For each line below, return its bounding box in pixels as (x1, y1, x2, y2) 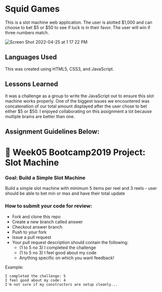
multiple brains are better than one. (5, 113, 75, 119)
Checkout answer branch (12, 224, 63, 230)
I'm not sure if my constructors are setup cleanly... (5, 282, 118, 287)
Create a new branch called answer (12, 219, 83, 225)
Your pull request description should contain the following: (12, 239, 129, 245)
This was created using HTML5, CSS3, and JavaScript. (5, 66, 115, 72)
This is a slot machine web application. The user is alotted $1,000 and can (5, 19, 152, 25)
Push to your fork (12, 229, 47, 235)
